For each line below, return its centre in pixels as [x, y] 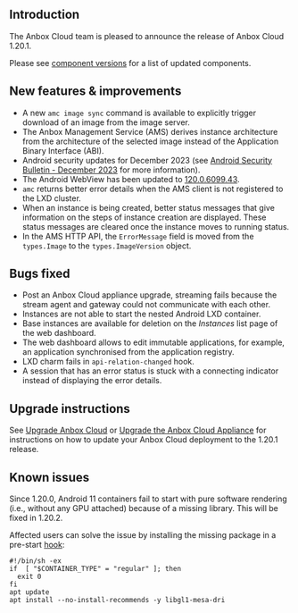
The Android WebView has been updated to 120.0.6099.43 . [131, 179]
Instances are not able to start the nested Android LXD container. [141, 314]
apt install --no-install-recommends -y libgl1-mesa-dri [117, 600]
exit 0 [29, 577]
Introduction [45, 15]
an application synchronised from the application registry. [128, 352]
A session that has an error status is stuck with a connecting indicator [150, 371]
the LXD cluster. [52, 198]
